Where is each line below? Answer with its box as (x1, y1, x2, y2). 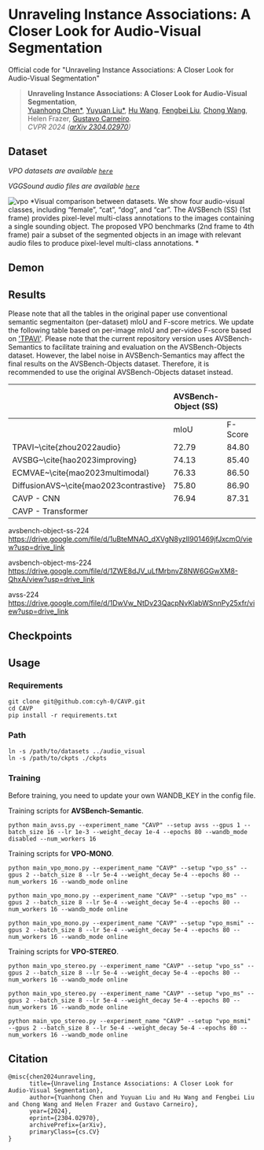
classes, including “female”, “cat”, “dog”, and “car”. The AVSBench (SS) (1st (8, 205, 251, 214)
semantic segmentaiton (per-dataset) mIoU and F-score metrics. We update (8, 317, 255, 326)
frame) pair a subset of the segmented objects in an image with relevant (8, 230, 242, 239)
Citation (8, 1052, 49, 1066)
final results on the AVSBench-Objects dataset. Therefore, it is (8, 358, 210, 368)
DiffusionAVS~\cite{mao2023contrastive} (12, 480, 167, 491)
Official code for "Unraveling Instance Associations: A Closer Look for (8, 65, 234, 74)
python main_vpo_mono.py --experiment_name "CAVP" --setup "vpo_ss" (8, 864, 237, 872)
